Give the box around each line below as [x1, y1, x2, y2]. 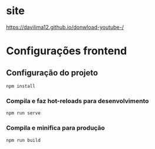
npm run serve [6, 110, 41, 116]
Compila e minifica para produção [6, 124, 105, 132]
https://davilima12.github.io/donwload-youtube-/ [6, 24, 124, 31]
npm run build [6, 137, 41, 143]
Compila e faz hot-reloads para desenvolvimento [6, 97, 149, 105]
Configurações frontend [6, 44, 127, 58]
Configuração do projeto [6, 68, 98, 78]
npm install [6, 83, 35, 89]
